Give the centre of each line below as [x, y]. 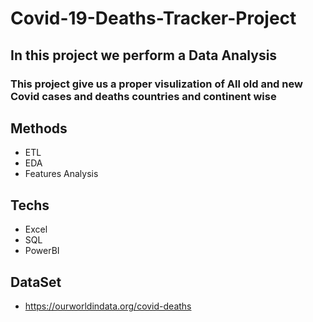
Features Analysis [61, 174]
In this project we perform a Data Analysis [144, 55]
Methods [39, 128]
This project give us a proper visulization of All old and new [156, 84]
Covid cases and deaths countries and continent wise [143, 96]
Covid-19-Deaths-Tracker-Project [153, 18]
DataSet [36, 282]
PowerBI [42, 251]
